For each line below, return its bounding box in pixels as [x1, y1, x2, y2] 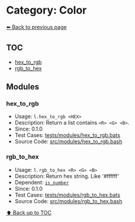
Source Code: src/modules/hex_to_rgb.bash [14, 138, 123, 145]
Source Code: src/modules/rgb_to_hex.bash [14, 197, 123, 204]
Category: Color [6, 4, 87, 17]
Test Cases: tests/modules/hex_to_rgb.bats [14, 132, 120, 139]
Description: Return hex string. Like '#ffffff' [14, 172, 120, 179]
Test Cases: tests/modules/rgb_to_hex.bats [14, 191, 120, 198]
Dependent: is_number [14, 178, 69, 186]
